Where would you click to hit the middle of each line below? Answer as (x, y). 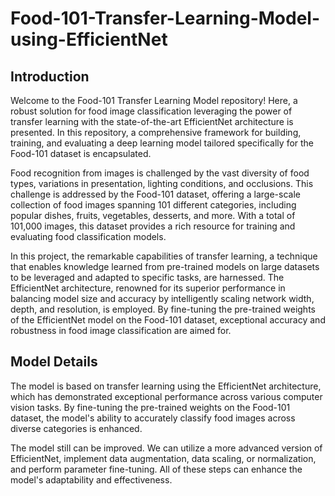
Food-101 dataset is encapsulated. (81, 153)
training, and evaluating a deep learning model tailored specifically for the (162, 143)
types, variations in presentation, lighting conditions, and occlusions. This (162, 183)
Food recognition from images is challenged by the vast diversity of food (160, 173)
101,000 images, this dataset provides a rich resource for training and (153, 226)
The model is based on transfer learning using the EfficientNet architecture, (166, 386)
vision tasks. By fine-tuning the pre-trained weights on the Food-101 (150, 407)
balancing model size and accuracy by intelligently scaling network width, (162, 298)
